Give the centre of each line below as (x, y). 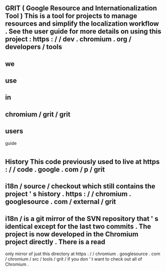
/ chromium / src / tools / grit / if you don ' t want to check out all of (74, 259)
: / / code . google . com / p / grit (55, 169)
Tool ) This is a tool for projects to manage (71, 16)
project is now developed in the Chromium (72, 234)
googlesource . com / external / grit (61, 202)
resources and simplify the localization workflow (82, 24)
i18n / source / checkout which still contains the (80, 187)
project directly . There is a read (55, 242)
